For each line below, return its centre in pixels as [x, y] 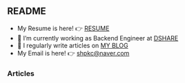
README [27, 11]
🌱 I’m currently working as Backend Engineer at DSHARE [98, 38]
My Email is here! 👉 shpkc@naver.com [73, 53]
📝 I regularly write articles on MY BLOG [73, 45]
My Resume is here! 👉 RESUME [63, 28]
